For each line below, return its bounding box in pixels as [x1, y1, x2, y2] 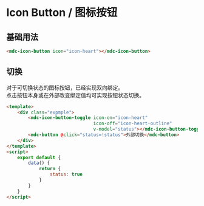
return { [38, 166, 61, 172]
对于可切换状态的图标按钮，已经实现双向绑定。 [6, 84, 123, 91]
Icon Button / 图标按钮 [6, 6, 118, 19]
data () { [28, 160, 50, 167]
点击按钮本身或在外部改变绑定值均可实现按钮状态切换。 [6, 91, 144, 98]
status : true [49, 171, 83, 177]
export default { [17, 154, 61, 160]
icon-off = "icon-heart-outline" [93, 120, 172, 127]
